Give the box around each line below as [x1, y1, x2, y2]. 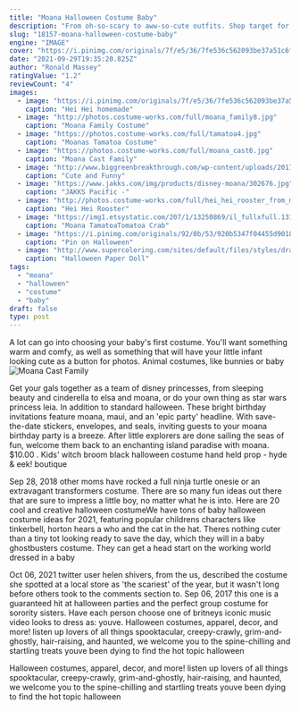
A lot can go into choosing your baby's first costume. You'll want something [9, 337, 288, 348]
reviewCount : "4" [9, 80, 74, 89]
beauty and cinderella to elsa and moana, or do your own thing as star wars [9, 393, 287, 403]
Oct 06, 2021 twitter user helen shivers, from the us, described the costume [9, 570, 288, 580]
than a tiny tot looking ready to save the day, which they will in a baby [9, 533, 265, 544]
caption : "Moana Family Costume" [25, 122, 150, 131]
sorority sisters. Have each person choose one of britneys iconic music [9, 607, 272, 618]
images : [9, 88, 38, 97]
